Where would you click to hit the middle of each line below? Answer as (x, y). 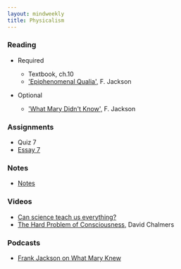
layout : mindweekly (36, 14)
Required (31, 60)
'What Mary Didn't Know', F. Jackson (82, 108)
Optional (30, 95)
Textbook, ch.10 (51, 74)
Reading (22, 45)
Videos (20, 201)
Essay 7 (29, 150)
